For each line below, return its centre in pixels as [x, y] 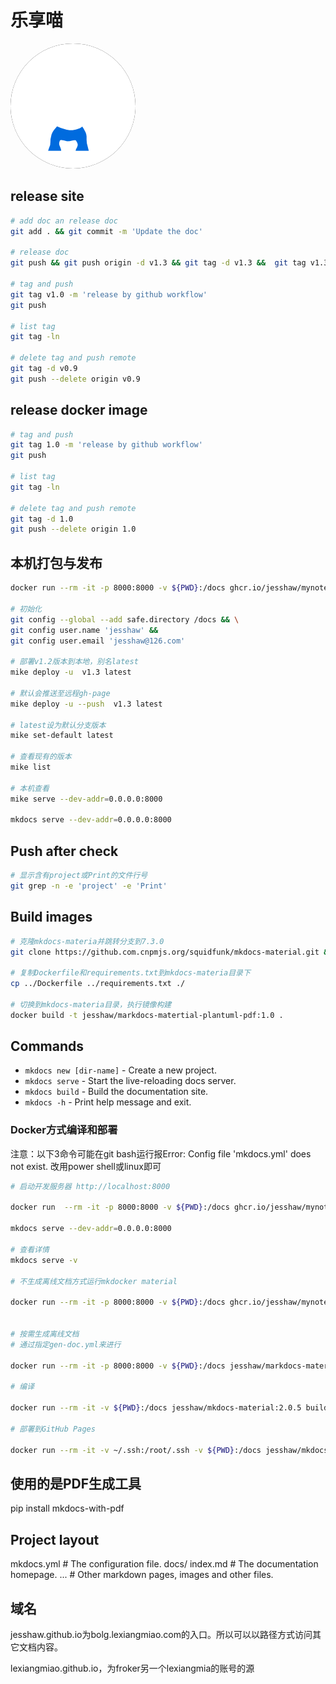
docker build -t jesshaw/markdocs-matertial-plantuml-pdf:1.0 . [147, 1015]
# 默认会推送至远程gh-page [60, 693]
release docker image [79, 410]
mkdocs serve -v [44, 1260]
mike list [31, 767]
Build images [51, 917]
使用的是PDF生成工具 [76, 1483]
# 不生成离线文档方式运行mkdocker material [94, 1281]
